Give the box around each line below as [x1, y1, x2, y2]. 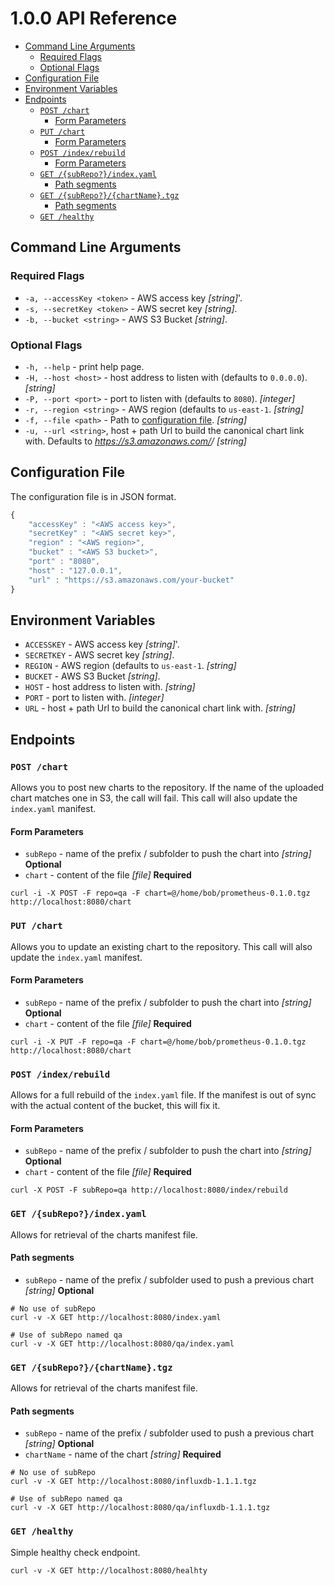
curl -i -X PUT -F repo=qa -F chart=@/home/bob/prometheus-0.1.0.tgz [10, 1037, 307, 1047]
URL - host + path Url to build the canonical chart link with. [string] [24, 702, 296, 714]
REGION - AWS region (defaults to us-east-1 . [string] [24, 660, 237, 672]
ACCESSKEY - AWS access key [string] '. [24, 638, 180, 651]
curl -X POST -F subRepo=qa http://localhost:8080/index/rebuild [10, 1185, 288, 1196]
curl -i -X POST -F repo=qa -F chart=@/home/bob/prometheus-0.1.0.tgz [10, 888, 311, 899]
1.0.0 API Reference [10, 7, 178, 30]
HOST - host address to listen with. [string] [24, 681, 196, 693]
